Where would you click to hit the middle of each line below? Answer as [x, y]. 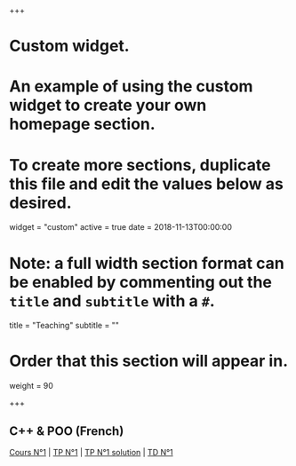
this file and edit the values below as [147, 184]
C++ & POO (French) [67, 431]
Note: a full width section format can [147, 263]
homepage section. [82, 124]
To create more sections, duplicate [140, 165]
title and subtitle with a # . [112, 300]
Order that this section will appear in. [149, 361]
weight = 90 [31, 386]
